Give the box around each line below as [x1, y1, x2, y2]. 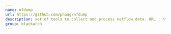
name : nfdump [5, 7, 33, 12]
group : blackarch [5, 21, 42, 26]
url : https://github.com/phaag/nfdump [5, 12, 88, 17]
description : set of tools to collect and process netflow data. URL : [5, 16, 160, 21]
